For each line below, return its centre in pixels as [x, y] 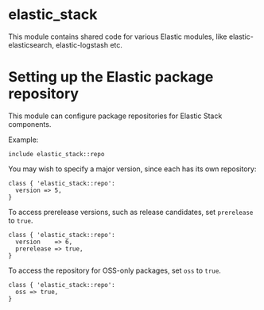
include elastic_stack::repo [56, 154]
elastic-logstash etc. [89, 44]
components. [30, 124]
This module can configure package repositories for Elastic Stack [115, 116]
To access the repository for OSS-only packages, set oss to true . [115, 270]
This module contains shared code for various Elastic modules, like [118, 36]
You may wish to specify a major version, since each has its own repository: [132, 169]
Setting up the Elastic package [111, 77]
